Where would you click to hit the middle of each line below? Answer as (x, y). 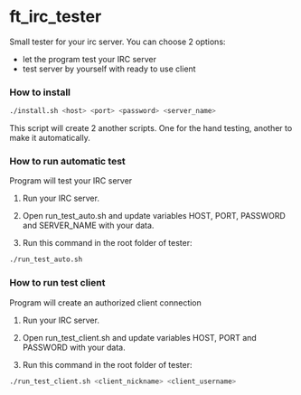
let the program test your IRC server (89, 59)
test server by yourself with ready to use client (109, 69)
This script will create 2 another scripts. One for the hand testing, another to (151, 128)
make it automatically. (50, 138)
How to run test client (57, 283)
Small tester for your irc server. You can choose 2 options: (118, 42)
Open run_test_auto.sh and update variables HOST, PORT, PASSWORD (154, 216)
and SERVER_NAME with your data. (88, 226)
